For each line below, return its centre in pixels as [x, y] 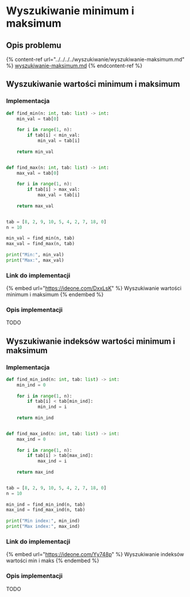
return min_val [35, 152]
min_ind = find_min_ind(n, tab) [46, 504]
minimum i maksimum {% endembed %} [55, 294]
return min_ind [35, 418]
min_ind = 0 [31, 385]
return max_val [35, 206]
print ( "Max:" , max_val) [35, 260]
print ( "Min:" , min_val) [35, 255]
